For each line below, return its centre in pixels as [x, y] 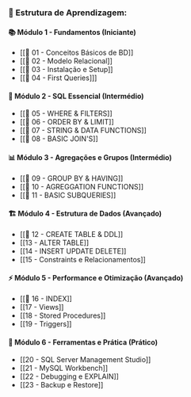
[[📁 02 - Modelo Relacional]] [66, 61]
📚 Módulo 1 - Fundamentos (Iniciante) [72, 32]
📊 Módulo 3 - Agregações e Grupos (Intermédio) [90, 157]
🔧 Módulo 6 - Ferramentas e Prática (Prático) [83, 342]
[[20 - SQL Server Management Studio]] [85, 360]
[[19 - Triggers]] [46, 323]
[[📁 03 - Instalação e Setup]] [66, 70]
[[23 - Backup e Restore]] [61, 385]
